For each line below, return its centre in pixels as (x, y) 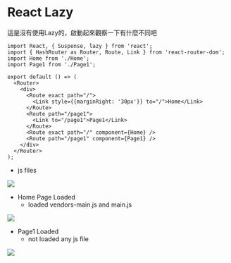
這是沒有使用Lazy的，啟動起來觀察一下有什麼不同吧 (82, 32)
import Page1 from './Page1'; (52, 64)
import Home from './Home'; (49, 58)
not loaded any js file (58, 239)
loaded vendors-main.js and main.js (80, 204)
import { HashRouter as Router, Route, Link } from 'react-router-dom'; (116, 52)
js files (27, 170)
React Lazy (40, 12)
